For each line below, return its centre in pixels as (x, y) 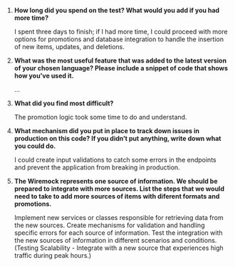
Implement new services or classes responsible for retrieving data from (119, 218)
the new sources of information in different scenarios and (98, 240)
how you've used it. (44, 75)
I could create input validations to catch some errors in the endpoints (115, 160)
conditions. (200, 240)
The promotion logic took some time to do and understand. (100, 117)
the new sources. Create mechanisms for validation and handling (109, 225)
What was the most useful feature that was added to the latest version (120, 61)
